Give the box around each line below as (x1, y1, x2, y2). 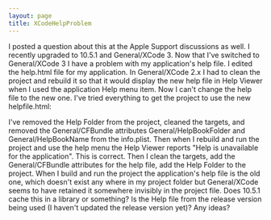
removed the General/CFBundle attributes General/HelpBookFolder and (8, 126, 246, 135)
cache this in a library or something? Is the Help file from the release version (8, 194, 262, 204)
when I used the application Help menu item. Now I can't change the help (8, 84, 252, 93)
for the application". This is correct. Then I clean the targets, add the (8, 151, 236, 161)
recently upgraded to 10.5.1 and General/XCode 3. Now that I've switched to (8, 50, 260, 60)
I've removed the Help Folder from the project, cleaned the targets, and (8, 117, 245, 127)
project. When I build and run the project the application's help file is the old (8, 168, 261, 178)
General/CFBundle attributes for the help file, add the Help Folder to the (8, 160, 246, 169)
